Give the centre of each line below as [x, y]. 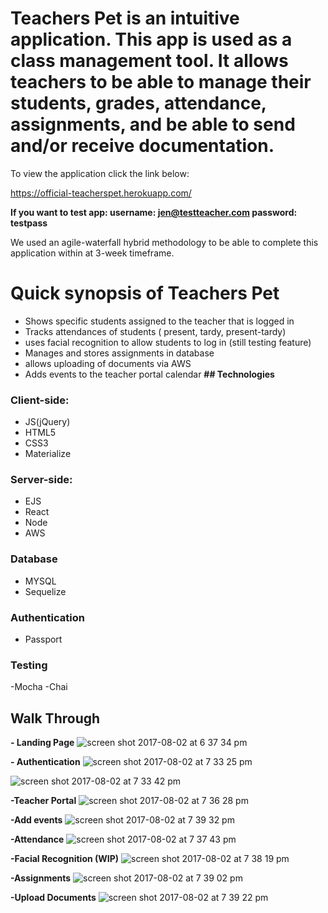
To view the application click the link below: [100, 173]
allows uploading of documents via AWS [108, 363]
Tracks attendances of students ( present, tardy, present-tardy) [155, 331]
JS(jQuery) [47, 422]
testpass [29, 223]
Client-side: [40, 400]
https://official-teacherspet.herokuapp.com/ [101, 193]
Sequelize [45, 591]
